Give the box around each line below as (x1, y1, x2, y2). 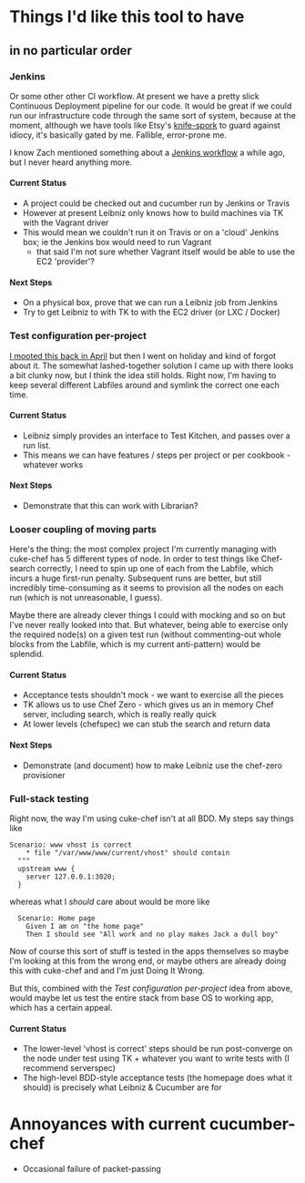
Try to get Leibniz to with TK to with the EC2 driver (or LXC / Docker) (22, 307, 280, 318)
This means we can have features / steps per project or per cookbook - (22, 449, 291, 460)
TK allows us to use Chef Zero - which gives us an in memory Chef (22, 699, 275, 710)
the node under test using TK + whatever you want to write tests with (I (22, 1053, 290, 1064)
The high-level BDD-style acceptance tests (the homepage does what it (22, 1073, 293, 1084)
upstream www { (17, 864, 76, 873)
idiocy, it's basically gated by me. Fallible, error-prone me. (9, 129, 228, 140)
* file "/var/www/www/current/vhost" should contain (25, 848, 230, 858)
